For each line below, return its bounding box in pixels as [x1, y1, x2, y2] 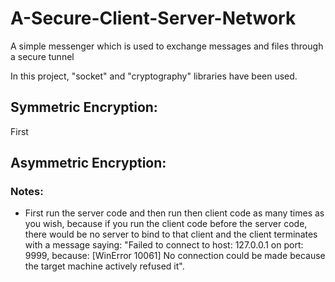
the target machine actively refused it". [24, 260, 185, 272]
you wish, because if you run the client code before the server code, [24, 218, 308, 230]
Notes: [10, 185, 44, 199]
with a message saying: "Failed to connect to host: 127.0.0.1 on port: [24, 239, 304, 251]
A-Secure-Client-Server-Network [10, 7, 297, 30]
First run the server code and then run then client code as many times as [24, 207, 325, 219]
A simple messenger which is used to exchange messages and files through [10, 40, 324, 52]
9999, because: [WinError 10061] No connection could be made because [24, 250, 326, 262]
